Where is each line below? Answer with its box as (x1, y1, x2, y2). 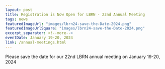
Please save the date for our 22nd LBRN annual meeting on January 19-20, (5, 53, 160, 59)
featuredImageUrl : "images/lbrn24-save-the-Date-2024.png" (5, 21, 132, 26)
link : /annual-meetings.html (5, 40, 66, 45)
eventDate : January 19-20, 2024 (5, 35, 73, 40)
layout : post (5, 7, 33, 12)
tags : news (5, 16, 28, 21)
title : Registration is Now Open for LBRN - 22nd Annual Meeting (5, 12, 145, 17)
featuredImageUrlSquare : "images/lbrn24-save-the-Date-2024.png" (5, 26, 145, 31)
